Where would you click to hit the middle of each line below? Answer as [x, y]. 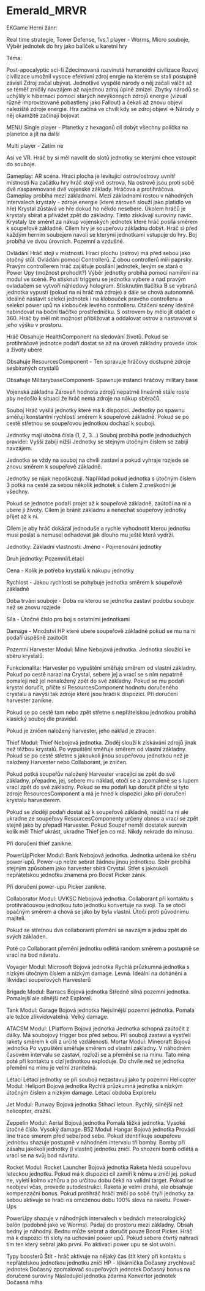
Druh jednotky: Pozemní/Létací [45, 558]
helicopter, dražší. [29, 1111]
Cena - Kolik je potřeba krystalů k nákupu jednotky [70, 570]
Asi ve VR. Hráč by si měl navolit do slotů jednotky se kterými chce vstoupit [101, 158]
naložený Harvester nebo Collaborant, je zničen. [67, 762]
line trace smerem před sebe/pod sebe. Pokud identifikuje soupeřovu [94, 1136]
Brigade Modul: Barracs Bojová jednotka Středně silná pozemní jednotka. [99, 992]
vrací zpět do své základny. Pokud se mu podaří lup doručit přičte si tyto [98, 787]
